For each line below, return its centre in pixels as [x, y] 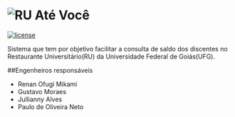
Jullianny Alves [40, 99]
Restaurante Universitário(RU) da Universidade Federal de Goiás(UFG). [111, 56]
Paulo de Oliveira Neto [51, 106]
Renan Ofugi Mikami [47, 84]
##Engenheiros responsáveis [50, 70]
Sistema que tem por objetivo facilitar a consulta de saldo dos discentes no [117, 49]
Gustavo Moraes [42, 91]
